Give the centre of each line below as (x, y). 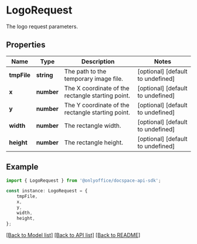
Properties (26, 45)
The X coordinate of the (97, 88)
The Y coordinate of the (97, 105)
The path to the (85, 71)
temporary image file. (94, 79)
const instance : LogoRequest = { (47, 191)
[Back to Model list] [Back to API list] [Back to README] (73, 235)
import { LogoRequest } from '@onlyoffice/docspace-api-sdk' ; (84, 180)
